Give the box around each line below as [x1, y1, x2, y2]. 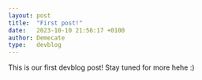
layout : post [8, 11, 51, 20]
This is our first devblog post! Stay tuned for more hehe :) [8, 63, 195, 72]
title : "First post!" [8, 19, 83, 27]
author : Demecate [8, 33, 65, 42]
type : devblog [8, 41, 62, 49]
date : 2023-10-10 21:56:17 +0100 [8, 26, 125, 34]
